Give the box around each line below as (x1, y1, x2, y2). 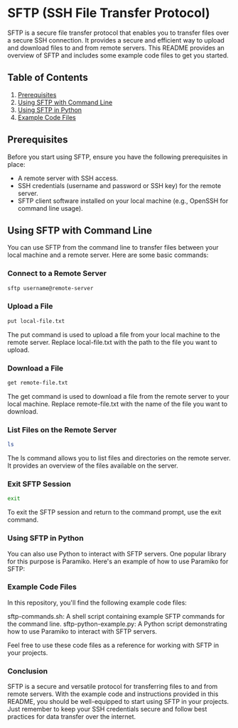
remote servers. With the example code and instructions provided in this (7, 690, 219, 698)
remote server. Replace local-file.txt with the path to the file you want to (7, 338, 218, 346)
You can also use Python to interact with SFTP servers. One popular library (7, 549, 227, 558)
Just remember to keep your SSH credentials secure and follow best (7, 705, 207, 714)
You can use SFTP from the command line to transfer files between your (7, 243, 219, 252)
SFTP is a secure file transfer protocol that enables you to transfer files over (7, 28, 229, 37)
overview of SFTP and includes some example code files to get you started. (7, 51, 229, 60)
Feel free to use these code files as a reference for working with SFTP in (7, 641, 219, 649)
